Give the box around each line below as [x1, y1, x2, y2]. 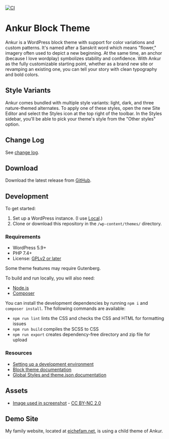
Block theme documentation [12, 366, 72, 372]
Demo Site [5, 414, 39, 423]
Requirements [5, 233, 41, 241]
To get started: [5, 206, 36, 212]
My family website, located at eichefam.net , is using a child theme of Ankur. [5, 428, 163, 434]
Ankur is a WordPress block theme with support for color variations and [5, 39, 154, 45]
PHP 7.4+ [12, 250, 32, 256]
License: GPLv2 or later [12, 256, 62, 262]
